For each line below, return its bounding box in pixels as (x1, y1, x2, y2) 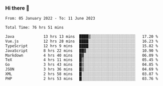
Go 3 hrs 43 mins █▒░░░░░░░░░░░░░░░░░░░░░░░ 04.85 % (5, 62, 158, 67)
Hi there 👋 (5, 5, 30, 12)
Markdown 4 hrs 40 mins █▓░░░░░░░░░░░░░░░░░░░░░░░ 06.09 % (5, 53, 158, 58)
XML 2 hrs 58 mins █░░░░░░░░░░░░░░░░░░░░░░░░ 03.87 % (5, 71, 158, 77)
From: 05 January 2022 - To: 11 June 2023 (5, 16, 95, 21)
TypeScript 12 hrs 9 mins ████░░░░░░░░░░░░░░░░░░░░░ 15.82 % (5, 43, 158, 48)
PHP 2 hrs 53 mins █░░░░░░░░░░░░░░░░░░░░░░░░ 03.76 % (5, 76, 158, 81)
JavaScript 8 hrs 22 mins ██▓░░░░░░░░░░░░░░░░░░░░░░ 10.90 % (5, 48, 158, 53)
